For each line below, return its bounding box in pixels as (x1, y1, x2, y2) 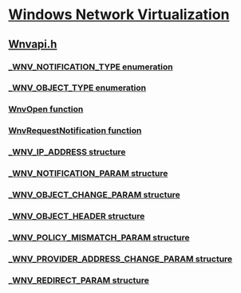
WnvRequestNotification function (8, 125, 142, 136)
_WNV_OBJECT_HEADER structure (8, 210, 145, 221)
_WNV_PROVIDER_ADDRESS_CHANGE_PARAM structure (8, 253, 233, 264)
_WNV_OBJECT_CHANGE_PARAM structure (8, 189, 181, 201)
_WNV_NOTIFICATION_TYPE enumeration (8, 61, 173, 72)
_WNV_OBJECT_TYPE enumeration (8, 82, 146, 93)
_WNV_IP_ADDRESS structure (8, 146, 126, 158)
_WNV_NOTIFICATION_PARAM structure (8, 168, 168, 179)
